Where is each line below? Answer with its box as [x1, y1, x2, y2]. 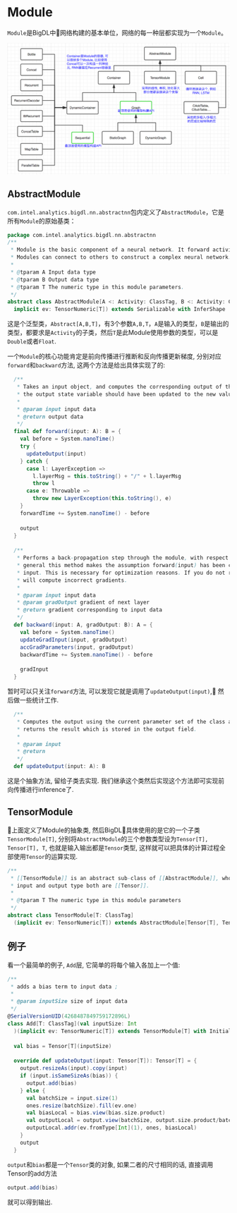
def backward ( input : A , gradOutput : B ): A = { [13, 621, 153, 628]
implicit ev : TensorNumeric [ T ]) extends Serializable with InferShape [13, 306, 226, 313]
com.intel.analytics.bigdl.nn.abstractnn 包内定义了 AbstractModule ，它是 [7, 207, 224, 216]
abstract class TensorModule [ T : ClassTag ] [7, 912, 134, 919]
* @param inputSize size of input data [10, 998, 128, 1005]
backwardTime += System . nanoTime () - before [20, 651, 153, 658]
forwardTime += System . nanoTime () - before [20, 509, 150, 517]
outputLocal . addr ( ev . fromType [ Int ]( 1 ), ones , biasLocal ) [25, 1124, 197, 1132]
